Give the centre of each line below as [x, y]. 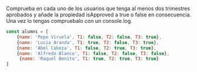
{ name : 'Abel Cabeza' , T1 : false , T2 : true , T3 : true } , [87, 48]
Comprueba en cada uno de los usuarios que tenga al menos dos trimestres [98, 8]
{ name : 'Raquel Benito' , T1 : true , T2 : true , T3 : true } [89, 59]
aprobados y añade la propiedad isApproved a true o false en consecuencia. [99, 15]
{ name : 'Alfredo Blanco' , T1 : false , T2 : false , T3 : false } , [93, 53]
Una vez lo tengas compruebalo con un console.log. [69, 21]
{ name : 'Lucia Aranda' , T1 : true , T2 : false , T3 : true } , [88, 42]
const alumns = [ [27, 32]
